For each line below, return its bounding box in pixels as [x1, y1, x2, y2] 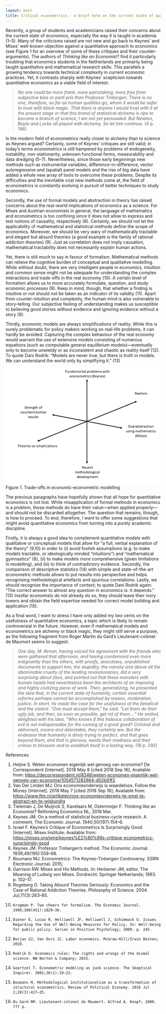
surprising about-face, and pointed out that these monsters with [17, 674, 149, 680]
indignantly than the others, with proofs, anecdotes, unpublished [17, 658, 150, 664]
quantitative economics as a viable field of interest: [5, 79, 109, 86]
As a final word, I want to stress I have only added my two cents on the [5, 612, 149, 618]
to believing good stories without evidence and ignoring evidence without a [5, 306, 159, 312]
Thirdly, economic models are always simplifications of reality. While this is [5, 321, 158, 327]
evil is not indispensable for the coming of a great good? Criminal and [17, 721, 160, 727]
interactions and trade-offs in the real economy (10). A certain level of [5, 275, 147, 281]
